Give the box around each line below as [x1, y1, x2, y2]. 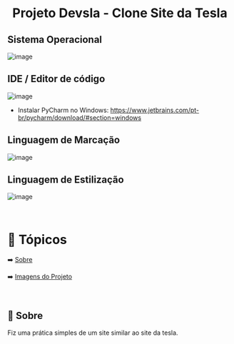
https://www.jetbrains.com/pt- [110, 106, 200, 114]
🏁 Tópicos [7, 231, 68, 248]
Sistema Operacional [7, 34, 102, 46]
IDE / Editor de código [7, 73, 106, 85]
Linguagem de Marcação [7, 134, 120, 146]
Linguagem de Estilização [7, 173, 124, 186]
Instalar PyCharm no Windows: [17, 106, 109, 114]
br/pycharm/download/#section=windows [17, 113, 141, 122]
